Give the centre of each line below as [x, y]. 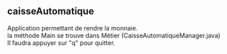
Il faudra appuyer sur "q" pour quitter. [61, 43]
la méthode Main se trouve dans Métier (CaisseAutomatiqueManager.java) [114, 35]
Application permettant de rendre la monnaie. [73, 28]
